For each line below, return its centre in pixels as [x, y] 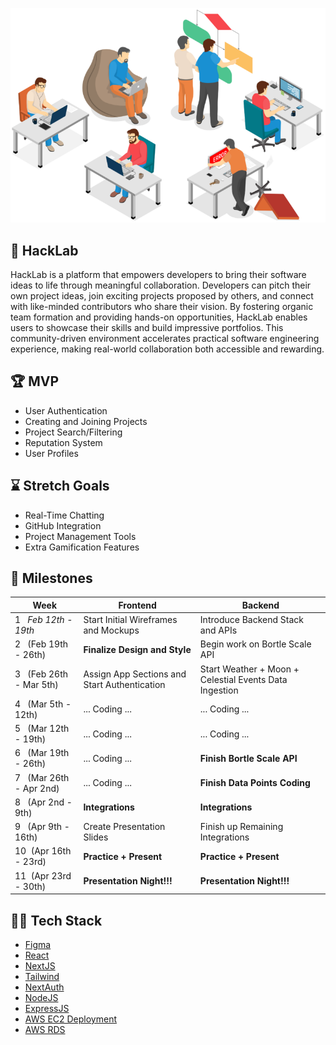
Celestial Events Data [243, 679]
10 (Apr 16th [43, 851]
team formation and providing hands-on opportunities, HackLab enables [159, 317]
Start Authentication [124, 685]
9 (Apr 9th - [42, 827]
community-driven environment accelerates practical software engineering [165, 339]
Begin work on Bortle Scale [255, 644]
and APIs [218, 630]
